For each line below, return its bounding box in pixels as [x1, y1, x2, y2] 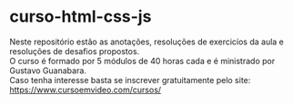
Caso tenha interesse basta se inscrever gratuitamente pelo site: [9, 74, 251, 85]
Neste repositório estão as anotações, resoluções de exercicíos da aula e [9, 36, 285, 47]
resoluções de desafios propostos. [9, 45, 140, 56]
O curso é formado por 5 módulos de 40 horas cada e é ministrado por [9, 55, 276, 66]
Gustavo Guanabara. [9, 65, 86, 76]
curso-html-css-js [9, 6, 152, 27]
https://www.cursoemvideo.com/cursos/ [9, 84, 162, 95]
